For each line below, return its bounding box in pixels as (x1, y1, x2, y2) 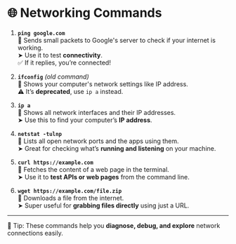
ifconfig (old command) (17, 72, 89, 81)
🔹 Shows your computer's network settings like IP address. (17, 79, 188, 88)
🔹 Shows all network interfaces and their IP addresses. (17, 108, 176, 116)
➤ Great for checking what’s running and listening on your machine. (17, 144, 216, 152)
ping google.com (17, 29, 65, 36)
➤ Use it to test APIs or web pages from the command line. (17, 172, 190, 181)
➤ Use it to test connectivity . (17, 50, 103, 59)
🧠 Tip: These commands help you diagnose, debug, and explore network (7, 221, 221, 229)
